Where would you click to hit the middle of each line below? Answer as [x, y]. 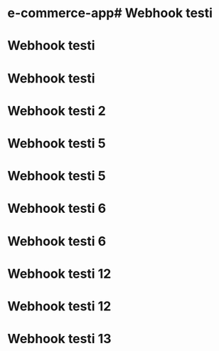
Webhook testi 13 [59, 339]
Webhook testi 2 [57, 111]
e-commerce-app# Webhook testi [110, 13]
